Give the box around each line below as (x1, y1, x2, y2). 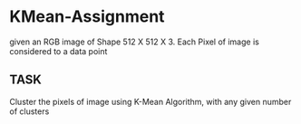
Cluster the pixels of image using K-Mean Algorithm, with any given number (9, 96, 292, 107)
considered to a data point (9, 45, 108, 56)
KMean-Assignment (9, 6, 165, 27)
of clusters (9, 106, 50, 117)
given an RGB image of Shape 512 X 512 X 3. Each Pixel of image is (9, 36, 260, 47)
